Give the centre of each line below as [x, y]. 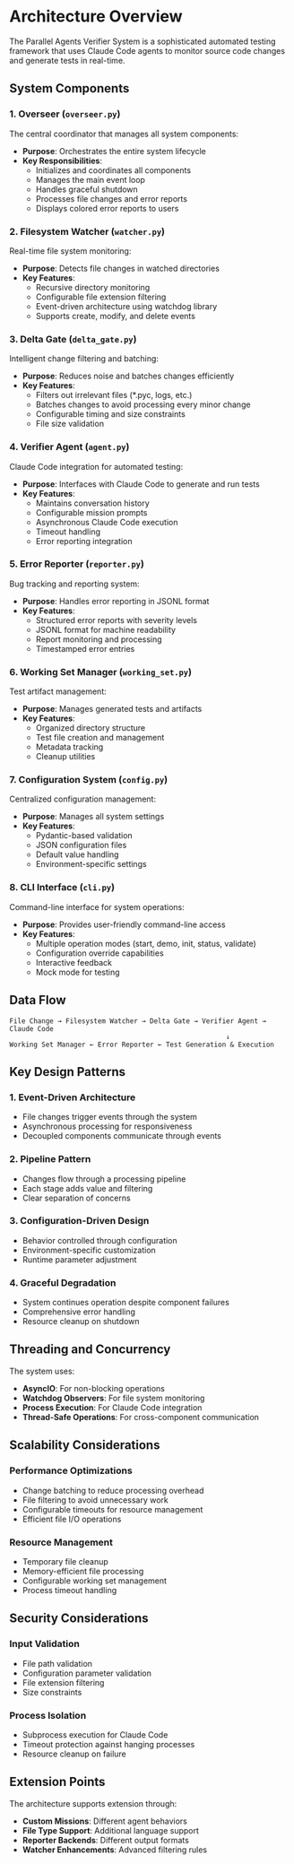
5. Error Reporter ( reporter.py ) [77, 564]
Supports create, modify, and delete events [115, 316]
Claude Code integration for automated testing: [96, 466]
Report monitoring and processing [99, 639]
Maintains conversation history [92, 503]
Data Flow [38, 1000]
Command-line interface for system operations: [97, 906]
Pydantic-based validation [84, 836]
